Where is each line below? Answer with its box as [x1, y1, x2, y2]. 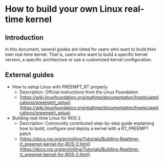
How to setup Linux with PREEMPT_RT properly [12, 84, 108, 90]
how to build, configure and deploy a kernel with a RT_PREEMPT [19, 125, 149, 131]
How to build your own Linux [5, 3, 123, 15]
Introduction [5, 33, 44, 42]
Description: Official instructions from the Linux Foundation [19, 89, 138, 95]
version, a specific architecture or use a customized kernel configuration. [5, 57, 152, 62]
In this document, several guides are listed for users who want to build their [5, 46, 157, 52]
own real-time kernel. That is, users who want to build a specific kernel [5, 51, 148, 57]
